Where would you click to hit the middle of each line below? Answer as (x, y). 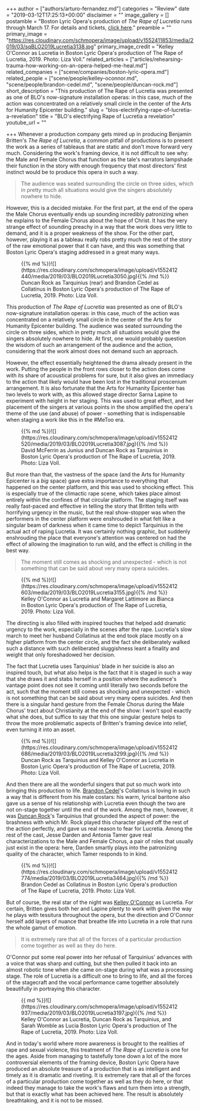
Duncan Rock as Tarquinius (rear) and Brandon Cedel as (90, 283)
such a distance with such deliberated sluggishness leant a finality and (93, 648)
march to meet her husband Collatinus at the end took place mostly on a (95, 636)
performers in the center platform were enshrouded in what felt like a (91, 519)
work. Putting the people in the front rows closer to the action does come (96, 369)
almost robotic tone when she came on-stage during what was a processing (100, 970)
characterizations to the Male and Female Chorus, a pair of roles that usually (100, 841)
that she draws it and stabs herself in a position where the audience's (91, 679)
